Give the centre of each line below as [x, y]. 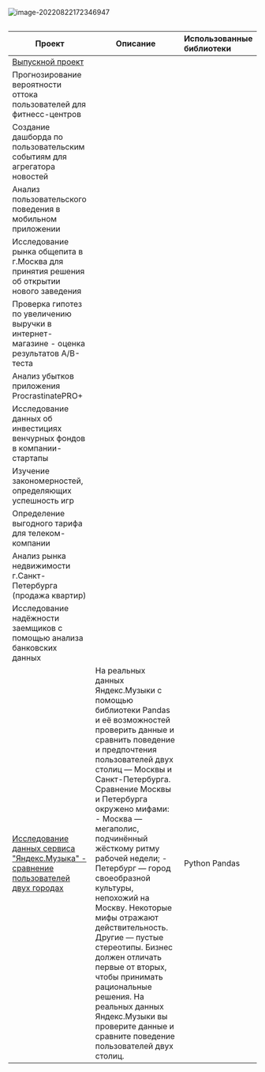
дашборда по [37, 137]
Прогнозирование [47, 75]
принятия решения [49, 271]
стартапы [30, 458]
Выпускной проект [48, 62]
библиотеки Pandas [133, 710]
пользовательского [49, 199]
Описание [136, 43]
